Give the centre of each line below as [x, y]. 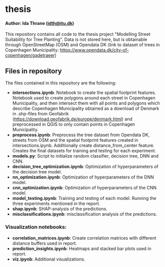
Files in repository [33, 71]
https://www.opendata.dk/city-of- [94, 50]
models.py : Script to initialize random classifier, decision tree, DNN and [85, 156]
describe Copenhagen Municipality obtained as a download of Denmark [86, 108]
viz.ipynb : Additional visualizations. [49, 259]
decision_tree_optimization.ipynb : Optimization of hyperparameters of [85, 167]
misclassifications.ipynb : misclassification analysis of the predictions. [85, 214]
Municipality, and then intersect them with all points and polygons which [86, 103]
